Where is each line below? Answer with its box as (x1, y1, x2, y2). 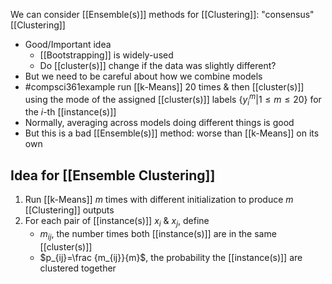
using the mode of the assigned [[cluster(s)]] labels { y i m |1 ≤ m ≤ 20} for (24, 92, 322, 108)
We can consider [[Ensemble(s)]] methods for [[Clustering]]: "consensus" (10, 9, 315, 20)
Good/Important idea (24, 39, 112, 50)
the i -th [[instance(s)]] (24, 106, 117, 118)
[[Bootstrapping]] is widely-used (39, 49, 174, 61)
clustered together (39, 262, 117, 274)
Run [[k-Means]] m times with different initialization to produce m (24, 194, 294, 206)
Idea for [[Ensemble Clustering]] (10, 167, 216, 184)
